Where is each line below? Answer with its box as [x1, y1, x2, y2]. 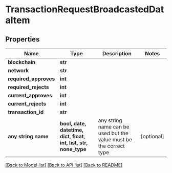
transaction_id [8, 109, 44, 116]
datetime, [59, 126, 83, 134]
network [8, 67, 29, 74]
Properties [5, 35, 40, 44]
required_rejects [8, 83, 49, 91]
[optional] [140, 133, 164, 140]
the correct [98, 142, 125, 149]
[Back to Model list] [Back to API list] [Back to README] [5, 162, 123, 168]
